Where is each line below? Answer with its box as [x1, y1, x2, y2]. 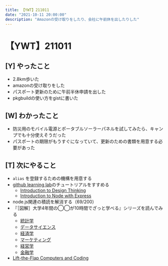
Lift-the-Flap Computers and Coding [12, 255, 89, 261]
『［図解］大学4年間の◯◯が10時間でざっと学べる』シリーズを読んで [12, 205, 158, 211]
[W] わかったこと [5, 111, 59, 120]
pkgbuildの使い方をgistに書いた [12, 95, 78, 101]
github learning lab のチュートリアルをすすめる [12, 182, 110, 188]
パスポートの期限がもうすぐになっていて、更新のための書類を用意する [12, 139, 158, 145]
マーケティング [20, 237, 52, 243]
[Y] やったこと [5, 62, 51, 70]
